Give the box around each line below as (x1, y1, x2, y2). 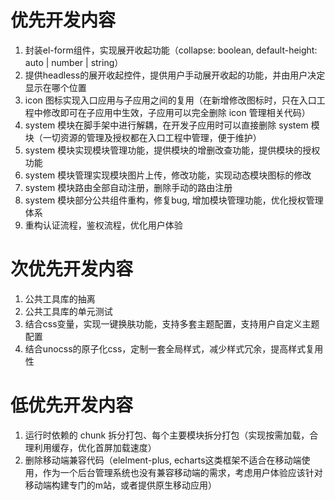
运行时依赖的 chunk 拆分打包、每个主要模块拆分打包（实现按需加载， (24, 429, 310, 441)
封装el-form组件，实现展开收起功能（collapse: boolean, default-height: (24, 44, 318, 56)
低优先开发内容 (10, 394, 134, 417)
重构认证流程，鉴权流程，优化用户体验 (24, 219, 183, 231)
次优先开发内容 (10, 258, 134, 281)
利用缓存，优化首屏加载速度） (33, 441, 157, 453)
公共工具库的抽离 (24, 292, 96, 305)
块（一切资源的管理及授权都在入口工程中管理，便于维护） (24, 131, 262, 143)
